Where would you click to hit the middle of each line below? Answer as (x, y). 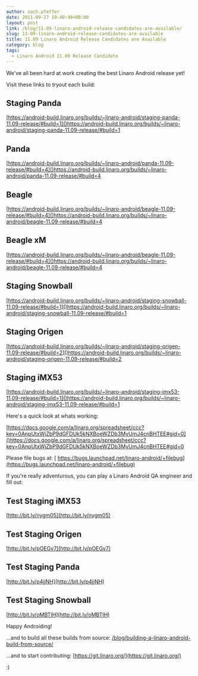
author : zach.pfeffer (33, 12)
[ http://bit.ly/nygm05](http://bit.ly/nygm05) (59, 515)
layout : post (22, 23)
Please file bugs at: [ (31, 458)
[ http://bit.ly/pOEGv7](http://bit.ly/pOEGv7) (59, 548)
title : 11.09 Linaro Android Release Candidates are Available (86, 39)
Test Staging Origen (44, 534)
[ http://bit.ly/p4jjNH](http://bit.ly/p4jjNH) (55, 581)
